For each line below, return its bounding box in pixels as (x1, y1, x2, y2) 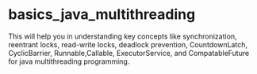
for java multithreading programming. (8, 57, 130, 66)
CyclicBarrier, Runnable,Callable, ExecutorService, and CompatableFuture (8, 48, 250, 57)
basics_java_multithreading (8, 6, 196, 24)
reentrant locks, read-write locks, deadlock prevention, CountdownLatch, (8, 39, 248, 49)
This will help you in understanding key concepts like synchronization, (8, 31, 237, 41)
